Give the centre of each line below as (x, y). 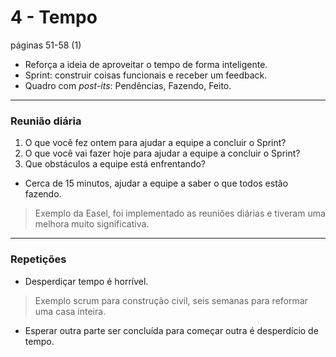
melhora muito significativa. (92, 224)
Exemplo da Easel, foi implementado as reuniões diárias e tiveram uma (180, 213)
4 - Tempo (54, 17)
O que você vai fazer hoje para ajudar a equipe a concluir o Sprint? (162, 153)
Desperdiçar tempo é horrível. (86, 281)
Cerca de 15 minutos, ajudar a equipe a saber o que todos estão (156, 183)
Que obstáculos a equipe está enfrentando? (115, 164)
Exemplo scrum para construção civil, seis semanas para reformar (171, 300)
